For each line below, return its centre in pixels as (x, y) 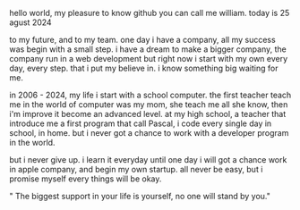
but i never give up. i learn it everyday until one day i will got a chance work (148, 160)
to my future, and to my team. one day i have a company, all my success (142, 40)
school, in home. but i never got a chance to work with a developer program (149, 133)
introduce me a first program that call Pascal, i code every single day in (141, 123)
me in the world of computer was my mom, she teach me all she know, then (149, 105)
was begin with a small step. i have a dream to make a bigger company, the (148, 49)
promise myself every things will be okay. (86, 179)
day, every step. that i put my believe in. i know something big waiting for (144, 68)
